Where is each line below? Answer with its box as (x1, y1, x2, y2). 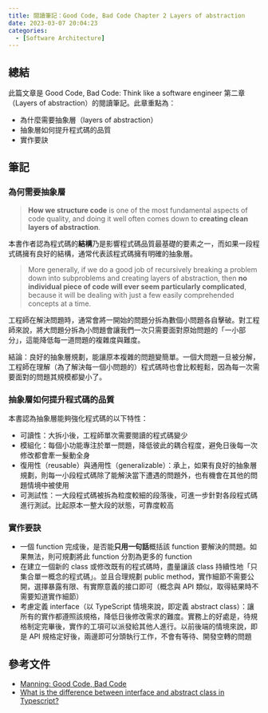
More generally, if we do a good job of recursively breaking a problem (27, 264, 258, 274)
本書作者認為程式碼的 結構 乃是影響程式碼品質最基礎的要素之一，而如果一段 (8, 239, 253, 248)
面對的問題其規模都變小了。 (14, 372, 106, 382)
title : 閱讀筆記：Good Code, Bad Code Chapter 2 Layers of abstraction (8, 11, 246, 20)
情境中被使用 (26, 481, 69, 490)
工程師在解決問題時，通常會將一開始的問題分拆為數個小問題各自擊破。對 (8, 315, 246, 324)
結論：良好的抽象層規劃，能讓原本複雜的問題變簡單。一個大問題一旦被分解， (8, 352, 260, 362)
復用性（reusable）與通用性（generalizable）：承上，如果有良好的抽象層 (19, 461, 258, 470)
